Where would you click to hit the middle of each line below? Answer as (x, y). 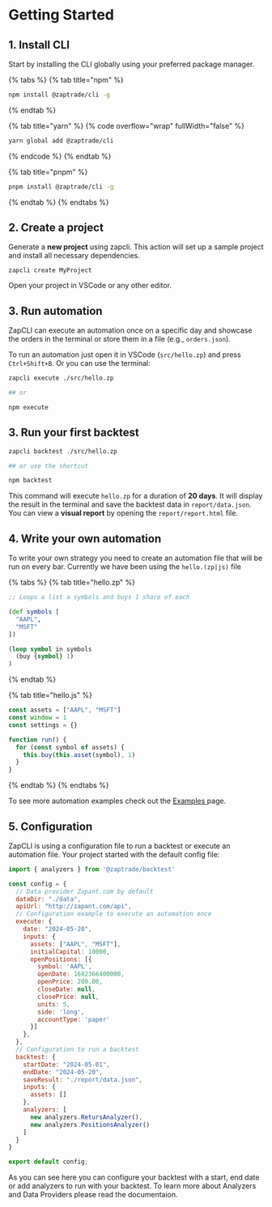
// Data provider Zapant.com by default (85, 891)
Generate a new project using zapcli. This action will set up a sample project (136, 247)
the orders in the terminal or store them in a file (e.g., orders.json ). (119, 339)
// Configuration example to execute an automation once (114, 914)
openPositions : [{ (61, 959)
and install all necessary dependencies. (74, 256)
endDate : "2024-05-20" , (63, 1072)
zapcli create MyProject (50, 270)
